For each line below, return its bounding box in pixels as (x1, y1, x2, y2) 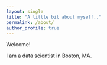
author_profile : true (6, 25, 60, 31)
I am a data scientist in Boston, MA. (6, 52, 92, 59)
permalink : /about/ (6, 19, 54, 25)
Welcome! (6, 41, 31, 48)
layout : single (6, 8, 44, 15)
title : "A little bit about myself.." (6, 14, 102, 20)
